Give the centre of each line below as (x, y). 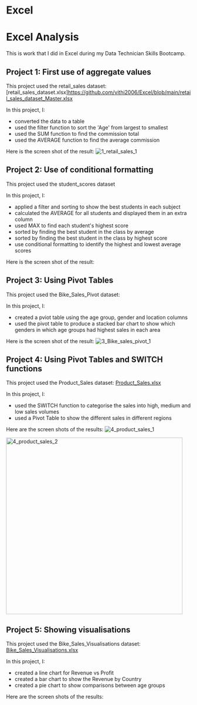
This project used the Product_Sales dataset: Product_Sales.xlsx (84, 383)
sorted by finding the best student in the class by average (84, 231)
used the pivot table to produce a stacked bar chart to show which (95, 323)
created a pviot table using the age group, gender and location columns (101, 317)
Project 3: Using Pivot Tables (60, 281)
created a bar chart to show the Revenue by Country (78, 679)
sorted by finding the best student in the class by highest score (91, 238)
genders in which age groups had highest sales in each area (87, 330)
